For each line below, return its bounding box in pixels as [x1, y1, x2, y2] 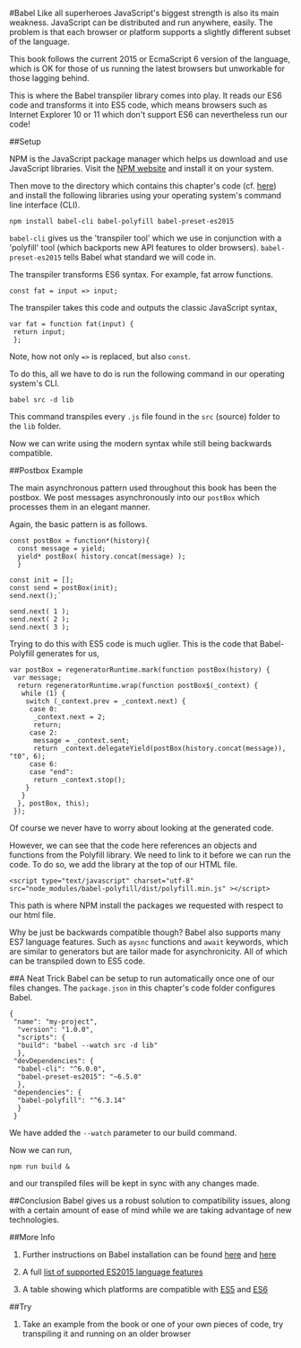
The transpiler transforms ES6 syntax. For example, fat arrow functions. [9, 269, 273, 279]
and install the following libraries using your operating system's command [9, 190, 282, 200]
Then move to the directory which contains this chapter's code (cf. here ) [9, 181, 277, 191]
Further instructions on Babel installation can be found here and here [21, 1249, 277, 1260]
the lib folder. [9, 421, 62, 431]
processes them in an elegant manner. [9, 502, 150, 512]
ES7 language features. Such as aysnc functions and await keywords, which [9, 937, 289, 947]
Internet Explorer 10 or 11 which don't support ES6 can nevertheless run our [9, 110, 288, 119]
